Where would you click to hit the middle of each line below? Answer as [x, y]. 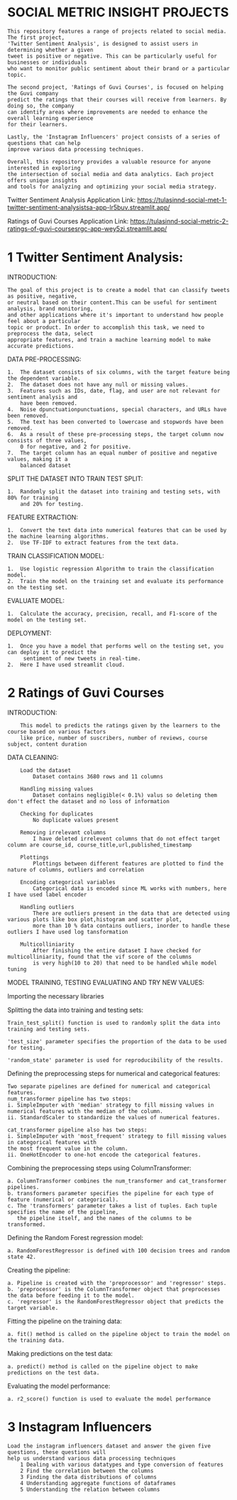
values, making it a [38, 459]
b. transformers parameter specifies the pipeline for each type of [111, 1193]
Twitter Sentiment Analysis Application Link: [72, 200]
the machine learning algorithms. [59, 536]
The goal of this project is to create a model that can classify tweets [119, 290]
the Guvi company [33, 93]
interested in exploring [44, 168]
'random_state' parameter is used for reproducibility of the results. [115, 1060]
